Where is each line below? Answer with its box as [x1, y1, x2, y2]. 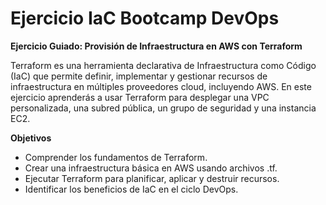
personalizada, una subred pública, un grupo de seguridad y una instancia [10, 102, 317, 114]
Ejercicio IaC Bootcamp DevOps [10, 7, 280, 30]
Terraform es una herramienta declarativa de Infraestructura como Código [10, 59, 317, 71]
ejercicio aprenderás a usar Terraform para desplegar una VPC [10, 91, 270, 103]
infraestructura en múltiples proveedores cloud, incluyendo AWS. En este [10, 80, 312, 92]
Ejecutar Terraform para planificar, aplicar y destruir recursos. [24, 172, 280, 184]
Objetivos [10, 132, 52, 144]
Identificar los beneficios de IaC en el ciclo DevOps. [24, 183, 239, 195]
